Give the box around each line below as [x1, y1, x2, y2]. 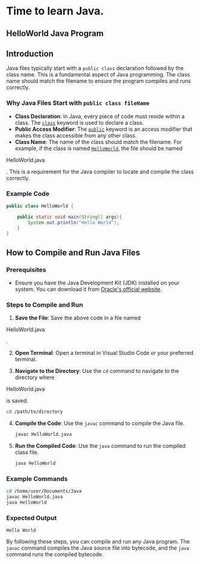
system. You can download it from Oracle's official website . [14, 286, 162, 293]
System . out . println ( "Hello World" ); [28, 219, 120, 225]
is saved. [6, 397, 29, 404]
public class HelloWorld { [6, 203, 74, 209]
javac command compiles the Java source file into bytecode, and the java [6, 544, 190, 552]
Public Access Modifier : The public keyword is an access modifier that [14, 125, 193, 133]
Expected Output [6, 513, 57, 522]
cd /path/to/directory [6, 409, 63, 415]
